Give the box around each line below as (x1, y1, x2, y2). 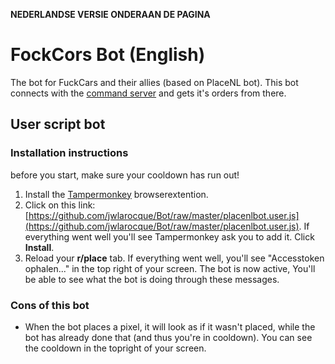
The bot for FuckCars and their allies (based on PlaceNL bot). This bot (10, 76, 299, 88)
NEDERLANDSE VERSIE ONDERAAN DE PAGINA (10, 9, 211, 20)
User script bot (10, 116, 106, 133)
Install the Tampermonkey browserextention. (24, 188, 209, 200)
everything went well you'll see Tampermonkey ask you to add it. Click (24, 230, 315, 243)
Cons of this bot (10, 298, 90, 312)
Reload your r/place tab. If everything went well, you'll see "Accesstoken (24, 252, 325, 264)
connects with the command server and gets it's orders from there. (10, 87, 287, 99)
